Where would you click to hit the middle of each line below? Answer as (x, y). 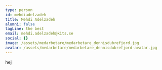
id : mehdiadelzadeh (26, 15)
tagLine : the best (25, 29)
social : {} (17, 39)
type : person (19, 10)
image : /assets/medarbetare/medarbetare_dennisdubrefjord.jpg (72, 43)
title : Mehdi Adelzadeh (30, 19)
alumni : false (20, 24)
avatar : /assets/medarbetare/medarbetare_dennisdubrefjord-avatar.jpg (81, 48)
